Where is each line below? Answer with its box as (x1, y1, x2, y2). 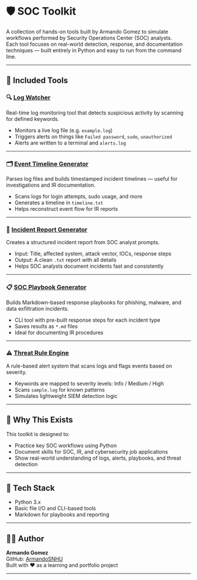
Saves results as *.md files (14, 322, 78, 329)
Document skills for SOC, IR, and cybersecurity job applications (14, 448, 168, 455)
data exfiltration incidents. (6, 305, 69, 312)
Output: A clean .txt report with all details (14, 257, 117, 264)
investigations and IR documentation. (6, 181, 96, 188)
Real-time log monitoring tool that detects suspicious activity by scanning (6, 109, 184, 116)
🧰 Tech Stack (6, 483, 55, 493)
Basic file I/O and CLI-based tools (14, 505, 96, 512)
